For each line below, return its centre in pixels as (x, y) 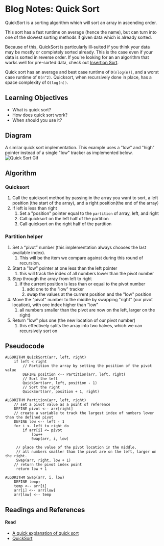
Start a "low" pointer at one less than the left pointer (65, 268)
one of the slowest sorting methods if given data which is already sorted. (79, 37)
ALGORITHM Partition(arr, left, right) (46, 400)
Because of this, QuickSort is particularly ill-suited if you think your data (78, 47)
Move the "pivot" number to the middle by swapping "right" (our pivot (82, 299)
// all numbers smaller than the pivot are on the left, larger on (86, 452)
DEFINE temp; (27, 482)
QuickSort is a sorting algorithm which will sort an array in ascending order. (81, 23)
